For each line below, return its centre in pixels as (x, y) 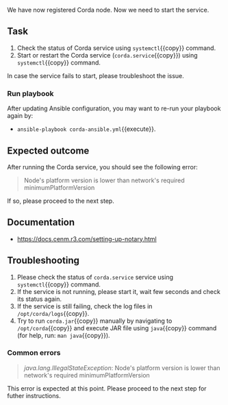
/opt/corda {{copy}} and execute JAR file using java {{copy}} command (117, 328)
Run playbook (30, 93)
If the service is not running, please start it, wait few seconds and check (118, 291)
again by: (20, 116)
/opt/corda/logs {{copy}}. (53, 313)
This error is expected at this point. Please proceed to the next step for (107, 388)
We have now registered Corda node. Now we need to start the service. (108, 10)
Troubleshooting (43, 261)
